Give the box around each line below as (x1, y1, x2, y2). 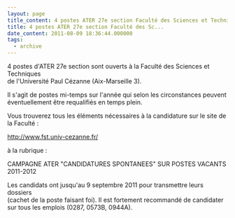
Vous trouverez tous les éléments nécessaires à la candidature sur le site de (7, 111, 227, 120)
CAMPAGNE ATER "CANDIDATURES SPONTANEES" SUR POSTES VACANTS (7, 160, 227, 168)
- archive (13, 43, 42, 50)
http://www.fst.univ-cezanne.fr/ (7, 132, 99, 141)
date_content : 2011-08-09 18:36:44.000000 (7, 29, 133, 37)
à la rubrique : (7, 147, 48, 154)
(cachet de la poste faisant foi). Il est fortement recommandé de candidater (7, 196, 224, 204)
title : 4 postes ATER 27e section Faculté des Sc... (7, 23, 164, 30)
